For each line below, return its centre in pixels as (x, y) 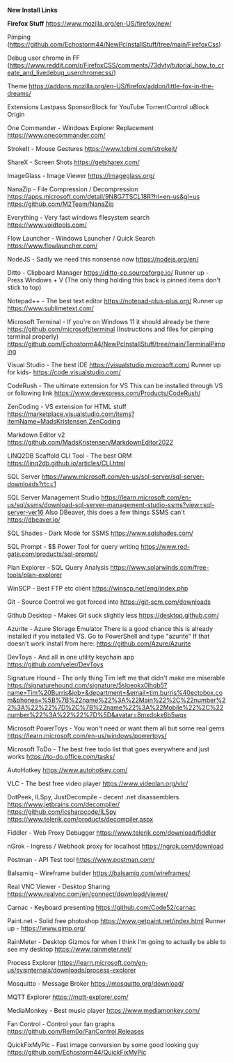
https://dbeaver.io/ (34, 520)
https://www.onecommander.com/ (56, 135)
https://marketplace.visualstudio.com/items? (71, 414)
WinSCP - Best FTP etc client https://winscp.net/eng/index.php (98, 588)
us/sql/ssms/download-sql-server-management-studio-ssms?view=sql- (111, 505)
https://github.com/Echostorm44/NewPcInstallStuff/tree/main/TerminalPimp (116, 344)
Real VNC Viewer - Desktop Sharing (59, 887)
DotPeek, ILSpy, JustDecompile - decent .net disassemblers (93, 797)
